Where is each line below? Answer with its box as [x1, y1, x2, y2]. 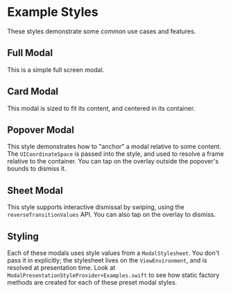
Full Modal [7, 47, 53, 59]
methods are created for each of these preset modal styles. [7, 278, 178, 286]
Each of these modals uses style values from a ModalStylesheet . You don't [7, 249, 220, 257]
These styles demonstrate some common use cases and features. [7, 27, 196, 35]
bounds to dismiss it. [7, 164, 67, 173]
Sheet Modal [7, 184, 64, 196]
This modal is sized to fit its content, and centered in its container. [7, 104, 196, 112]
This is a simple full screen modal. [7, 65, 105, 73]
